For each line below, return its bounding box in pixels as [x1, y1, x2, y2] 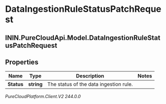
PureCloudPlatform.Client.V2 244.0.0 [5, 94, 81, 100]
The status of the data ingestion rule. [47, 81, 133, 88]
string [28, 81, 43, 88]
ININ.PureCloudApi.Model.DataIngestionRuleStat [5, 34, 161, 42]
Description [76, 72, 105, 79]
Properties [5, 58, 39, 66]
